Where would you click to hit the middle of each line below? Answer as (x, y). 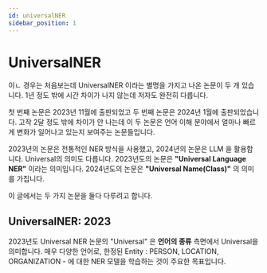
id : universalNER (37, 16)
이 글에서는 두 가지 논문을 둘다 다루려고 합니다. (80, 196)
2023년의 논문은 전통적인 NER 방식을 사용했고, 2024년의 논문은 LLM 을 (120, 149)
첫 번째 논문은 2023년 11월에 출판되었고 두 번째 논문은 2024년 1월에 (114, 112)
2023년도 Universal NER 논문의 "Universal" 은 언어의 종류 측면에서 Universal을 (133, 242)
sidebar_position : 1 (43, 23)
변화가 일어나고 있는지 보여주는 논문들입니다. (86, 132)
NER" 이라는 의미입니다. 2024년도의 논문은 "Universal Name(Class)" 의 (124, 169)
